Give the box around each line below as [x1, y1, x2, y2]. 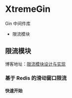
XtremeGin [5, 3, 51, 15]
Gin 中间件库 [5, 20, 31, 26]
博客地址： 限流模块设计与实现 [5, 61, 66, 67]
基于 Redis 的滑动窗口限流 [5, 74, 67, 81]
